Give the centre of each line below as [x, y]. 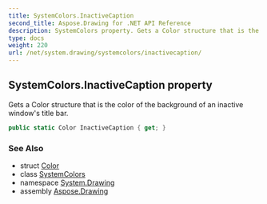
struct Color [40, 166]
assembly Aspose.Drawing [64, 191]
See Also [26, 148]
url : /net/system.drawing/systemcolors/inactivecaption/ [105, 53]
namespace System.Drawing [67, 182]
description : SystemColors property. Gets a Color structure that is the [134, 30]
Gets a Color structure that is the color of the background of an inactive [126, 104]
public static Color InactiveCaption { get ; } [87, 128]
